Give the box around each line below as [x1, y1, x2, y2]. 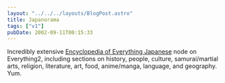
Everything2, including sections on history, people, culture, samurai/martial [7, 55, 219, 63]
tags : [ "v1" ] [7, 22, 44, 29]
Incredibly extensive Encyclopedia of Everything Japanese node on [7, 48, 197, 56]
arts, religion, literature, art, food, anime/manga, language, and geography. [7, 62, 217, 70]
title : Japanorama [7, 16, 59, 23]
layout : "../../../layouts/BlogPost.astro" [7, 10, 133, 17]
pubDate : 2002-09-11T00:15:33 [7, 29, 94, 36]
